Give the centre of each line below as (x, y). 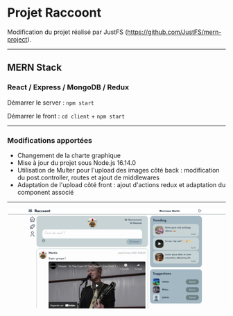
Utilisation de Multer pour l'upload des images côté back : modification (118, 170)
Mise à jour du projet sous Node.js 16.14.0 (77, 163)
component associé (45, 192)
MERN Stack (35, 68)
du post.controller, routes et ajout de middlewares (88, 177)
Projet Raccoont (54, 13)
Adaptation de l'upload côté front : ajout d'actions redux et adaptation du (121, 184)
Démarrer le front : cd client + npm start (66, 116)
